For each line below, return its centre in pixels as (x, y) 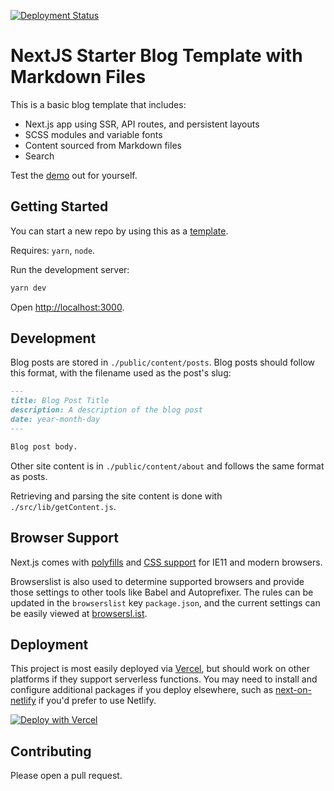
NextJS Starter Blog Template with (156, 56)
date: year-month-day (55, 420)
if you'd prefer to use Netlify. (97, 701)
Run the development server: (70, 269)
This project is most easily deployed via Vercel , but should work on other (160, 669)
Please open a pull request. (66, 776)
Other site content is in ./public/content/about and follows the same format (167, 466)
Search (39, 156)
